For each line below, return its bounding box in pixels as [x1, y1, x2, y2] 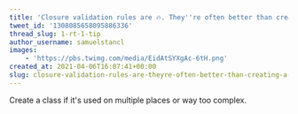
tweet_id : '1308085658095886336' [9, 21, 133, 30]
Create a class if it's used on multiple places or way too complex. [9, 95, 247, 105]
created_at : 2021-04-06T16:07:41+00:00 [9, 63, 157, 72]
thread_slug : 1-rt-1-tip [9, 29, 101, 38]
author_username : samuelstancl [9, 37, 125, 47]
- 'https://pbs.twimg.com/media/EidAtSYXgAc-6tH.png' [25, 54, 228, 63]
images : [9, 46, 38, 55]
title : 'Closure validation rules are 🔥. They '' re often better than [9, 12, 273, 22]
